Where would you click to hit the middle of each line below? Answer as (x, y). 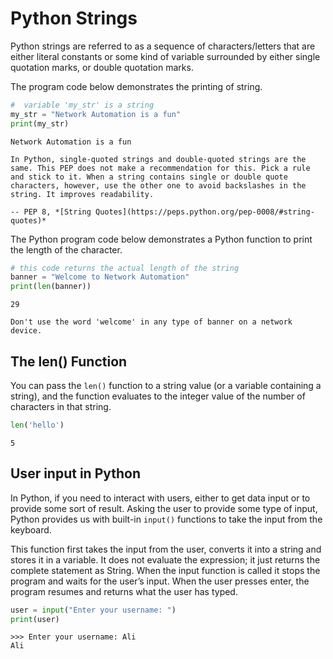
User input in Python (76, 473)
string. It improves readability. (82, 194)
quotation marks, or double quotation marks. (102, 67)
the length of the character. (66, 249)
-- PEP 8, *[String (51, 212)
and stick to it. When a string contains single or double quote (149, 177)
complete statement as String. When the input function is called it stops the (165, 570)
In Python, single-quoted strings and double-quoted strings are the (158, 159)
